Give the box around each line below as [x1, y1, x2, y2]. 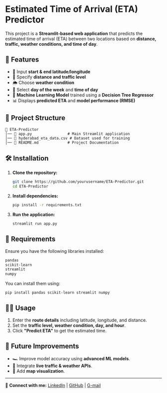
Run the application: [12, 212, 56, 217]
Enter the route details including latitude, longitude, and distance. [12, 317, 147, 323]
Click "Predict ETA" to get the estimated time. [12, 327, 107, 333]
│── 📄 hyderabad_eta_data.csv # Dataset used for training [5, 136, 130, 141]
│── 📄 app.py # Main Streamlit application [5, 131, 130, 136]
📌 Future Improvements [5, 342, 80, 351]
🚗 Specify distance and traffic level [12, 74, 86, 80]
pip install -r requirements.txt [12, 203, 82, 208]
